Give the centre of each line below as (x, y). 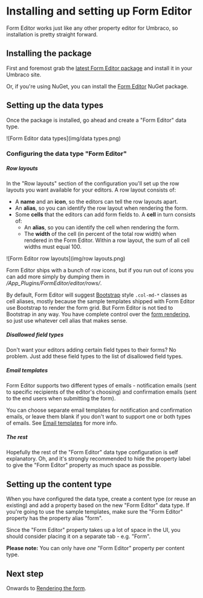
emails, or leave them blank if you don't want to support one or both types (98, 417)
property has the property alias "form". (54, 518)
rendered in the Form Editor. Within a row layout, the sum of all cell (107, 240)
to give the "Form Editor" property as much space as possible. (84, 465)
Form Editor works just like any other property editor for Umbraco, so (92, 28)
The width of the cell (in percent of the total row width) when (100, 234)
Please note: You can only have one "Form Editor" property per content (95, 548)
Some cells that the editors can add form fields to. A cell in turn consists (105, 215)
